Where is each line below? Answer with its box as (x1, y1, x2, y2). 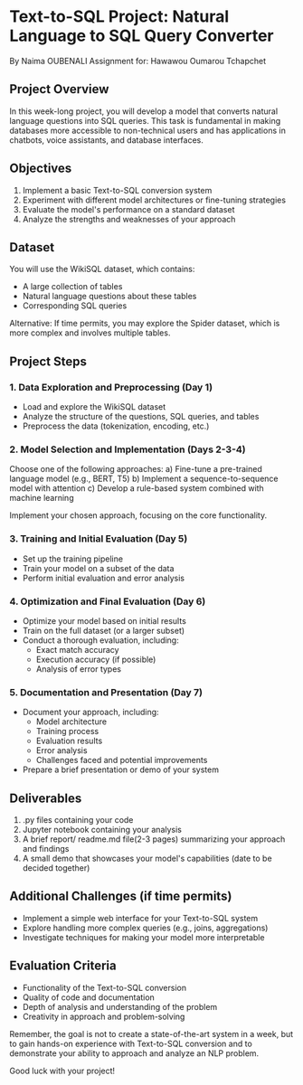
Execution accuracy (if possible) (35, 654, 156, 665)
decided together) (22, 863, 90, 873)
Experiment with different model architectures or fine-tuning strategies (22, 194, 287, 205)
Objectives (9, 161, 72, 176)
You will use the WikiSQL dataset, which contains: (9, 264, 195, 275)
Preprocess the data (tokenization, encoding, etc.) (22, 420, 210, 431)
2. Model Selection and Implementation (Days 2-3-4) (9, 443, 246, 456)
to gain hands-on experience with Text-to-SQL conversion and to (9, 1038, 253, 1049)
